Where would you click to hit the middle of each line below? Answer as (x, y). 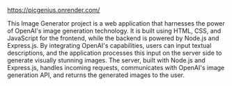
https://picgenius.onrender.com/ (54, 10)
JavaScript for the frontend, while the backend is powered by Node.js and (113, 38)
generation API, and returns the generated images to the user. (96, 75)
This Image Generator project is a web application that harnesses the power (116, 23)
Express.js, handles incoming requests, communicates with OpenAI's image (116, 68)
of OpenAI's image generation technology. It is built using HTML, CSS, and (114, 31)
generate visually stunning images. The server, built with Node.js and (106, 60)
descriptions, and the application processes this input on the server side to (115, 53)
